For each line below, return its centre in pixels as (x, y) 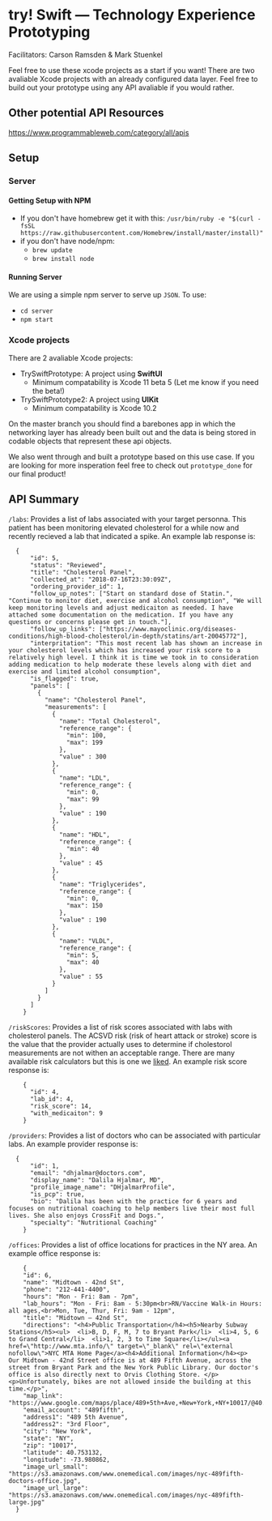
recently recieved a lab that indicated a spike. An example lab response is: (132, 536)
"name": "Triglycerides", (103, 884)
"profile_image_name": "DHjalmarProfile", (102, 1187)
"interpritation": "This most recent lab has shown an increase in (146, 643)
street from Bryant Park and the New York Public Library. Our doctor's (134, 1367)
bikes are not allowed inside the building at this (162, 1382)
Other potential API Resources (86, 113)
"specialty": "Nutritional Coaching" (93, 1222)
